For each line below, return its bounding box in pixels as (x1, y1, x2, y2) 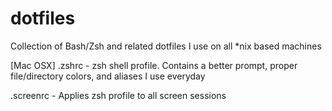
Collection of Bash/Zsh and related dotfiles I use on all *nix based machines (10, 40, 322, 52)
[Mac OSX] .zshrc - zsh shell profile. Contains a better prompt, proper (10, 59, 298, 71)
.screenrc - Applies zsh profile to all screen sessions (10, 89, 227, 101)
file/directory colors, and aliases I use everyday (10, 70, 206, 82)
